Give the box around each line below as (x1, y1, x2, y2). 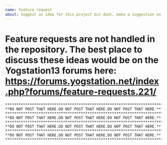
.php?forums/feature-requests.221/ (5, 86, 157, 97)
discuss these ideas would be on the (5, 54, 159, 66)
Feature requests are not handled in (5, 33, 155, 45)
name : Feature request (5, 7, 52, 12)
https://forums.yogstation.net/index (5, 75, 159, 87)
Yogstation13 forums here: (5, 65, 117, 76)
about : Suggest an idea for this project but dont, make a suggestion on (5, 12, 162, 17)
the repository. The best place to (5, 44, 143, 55)
